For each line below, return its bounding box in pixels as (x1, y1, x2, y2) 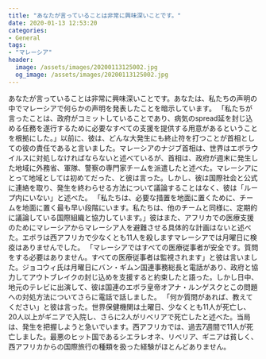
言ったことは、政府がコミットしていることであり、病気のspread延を (8, 113, 233, 123)
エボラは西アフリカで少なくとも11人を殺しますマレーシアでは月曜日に (21, 232, 251, 242)
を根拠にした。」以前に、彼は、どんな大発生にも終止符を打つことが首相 (8, 133, 241, 143)
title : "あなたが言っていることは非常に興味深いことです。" (8, 11, 181, 20)
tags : (8, 41, 26, 49)
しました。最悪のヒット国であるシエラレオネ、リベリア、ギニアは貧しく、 (14, 331, 258, 342)
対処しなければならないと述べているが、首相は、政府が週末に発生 (35, 152, 252, 163)
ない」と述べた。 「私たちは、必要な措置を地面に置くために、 (35, 192, 240, 203)
